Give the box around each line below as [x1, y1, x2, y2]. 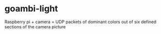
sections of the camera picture [4, 24, 66, 29]
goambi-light [4, 3, 58, 14]
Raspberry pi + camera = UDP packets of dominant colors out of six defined [4, 19, 157, 25]
